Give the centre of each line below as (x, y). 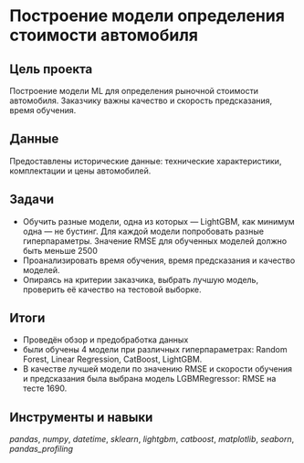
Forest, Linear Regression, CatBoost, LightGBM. (112, 359)
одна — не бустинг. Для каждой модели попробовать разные (143, 231)
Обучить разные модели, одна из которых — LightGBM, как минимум (158, 221)
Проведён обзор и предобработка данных (105, 340)
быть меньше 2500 (60, 250)
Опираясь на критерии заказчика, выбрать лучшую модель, (140, 279)
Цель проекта (51, 69)
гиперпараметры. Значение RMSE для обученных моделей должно (155, 241)
